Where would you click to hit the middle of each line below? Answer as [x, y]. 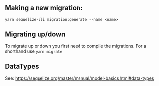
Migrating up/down [35, 34]
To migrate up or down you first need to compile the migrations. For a [76, 46]
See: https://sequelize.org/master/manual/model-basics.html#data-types [79, 78]
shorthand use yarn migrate [34, 51]
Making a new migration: [44, 8]
